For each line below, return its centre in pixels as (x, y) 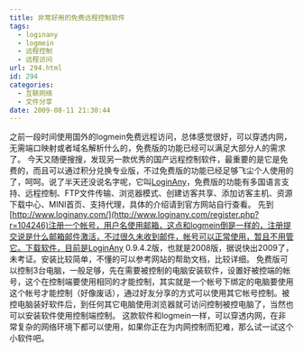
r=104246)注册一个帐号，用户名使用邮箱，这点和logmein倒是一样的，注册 (147, 226)
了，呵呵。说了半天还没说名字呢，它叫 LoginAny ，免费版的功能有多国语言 (146, 182)
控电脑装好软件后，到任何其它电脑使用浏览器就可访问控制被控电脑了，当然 (147, 304)
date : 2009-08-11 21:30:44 (60, 110)
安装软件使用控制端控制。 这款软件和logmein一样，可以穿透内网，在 (151, 316)
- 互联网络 (35, 93)
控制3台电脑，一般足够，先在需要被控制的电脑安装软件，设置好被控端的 (150, 271)
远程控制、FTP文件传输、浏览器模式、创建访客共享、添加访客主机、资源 (159, 193)
